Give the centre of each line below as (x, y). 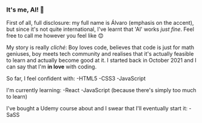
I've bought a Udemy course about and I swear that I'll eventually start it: (97, 108)
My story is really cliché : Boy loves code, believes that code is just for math (100, 47)
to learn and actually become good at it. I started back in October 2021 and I (102, 61)
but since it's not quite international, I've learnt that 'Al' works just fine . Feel (100, 29)
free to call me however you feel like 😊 (55, 36)
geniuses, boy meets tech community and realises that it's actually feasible (100, 54)
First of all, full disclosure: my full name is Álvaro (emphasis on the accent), (100, 23)
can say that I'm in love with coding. (52, 67)
